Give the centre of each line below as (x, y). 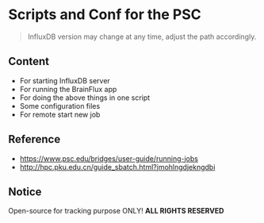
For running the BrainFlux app (68, 89)
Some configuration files (60, 106)
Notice (25, 192)
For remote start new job (60, 114)
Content (29, 62)
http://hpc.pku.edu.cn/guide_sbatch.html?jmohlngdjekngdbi (117, 167)
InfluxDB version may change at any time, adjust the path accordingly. (142, 37)
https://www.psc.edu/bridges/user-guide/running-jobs (109, 158)
